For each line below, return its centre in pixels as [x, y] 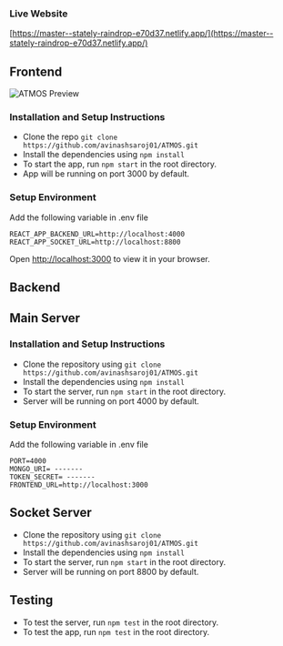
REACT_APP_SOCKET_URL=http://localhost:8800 [95, 242]
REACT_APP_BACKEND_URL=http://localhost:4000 [97, 234]
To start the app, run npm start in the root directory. [119, 164]
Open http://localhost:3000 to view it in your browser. [110, 258]
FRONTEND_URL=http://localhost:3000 [79, 485]
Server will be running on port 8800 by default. [111, 571]
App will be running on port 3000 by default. [106, 174]
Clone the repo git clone [70, 137]
